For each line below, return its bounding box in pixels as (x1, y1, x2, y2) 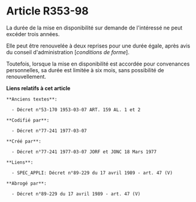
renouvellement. (6, 73, 47, 80)
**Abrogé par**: (6, 180, 47, 186)
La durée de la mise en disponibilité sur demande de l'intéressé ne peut (6, 24, 183, 31)
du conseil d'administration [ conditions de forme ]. (6, 48, 130, 55)
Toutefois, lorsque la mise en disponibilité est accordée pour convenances (6, 60, 190, 67)
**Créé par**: (6, 138, 42, 144)
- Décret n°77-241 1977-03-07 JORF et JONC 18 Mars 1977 (11, 148, 157, 155)
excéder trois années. (6, 30, 60, 37)
